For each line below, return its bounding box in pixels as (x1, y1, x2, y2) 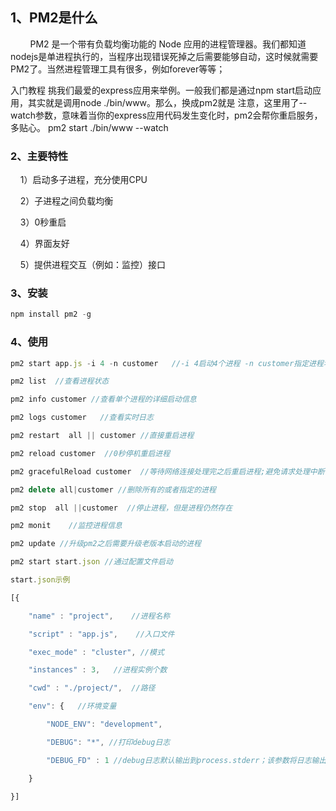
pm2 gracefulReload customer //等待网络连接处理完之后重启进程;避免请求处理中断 (10, 466, 325, 477)
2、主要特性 (10, 149, 69, 163)
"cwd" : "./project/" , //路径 (28, 683, 156, 693)
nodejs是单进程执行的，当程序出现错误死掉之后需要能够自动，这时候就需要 (10, 50, 319, 62)
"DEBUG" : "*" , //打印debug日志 (46, 737, 171, 747)
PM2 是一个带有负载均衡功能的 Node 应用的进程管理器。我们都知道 (29, 38, 307, 50)
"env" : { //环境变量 (28, 701, 117, 712)
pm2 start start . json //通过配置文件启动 (10, 557, 173, 567)
